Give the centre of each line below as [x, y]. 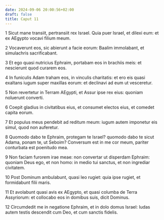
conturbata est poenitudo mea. [37, 148]
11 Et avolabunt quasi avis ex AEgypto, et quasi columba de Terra [71, 192]
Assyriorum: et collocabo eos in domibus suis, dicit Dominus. [67, 197]
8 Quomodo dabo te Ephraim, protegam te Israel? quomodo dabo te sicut [80, 137]
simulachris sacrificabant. [31, 53]
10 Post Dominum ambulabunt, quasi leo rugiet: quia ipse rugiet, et [73, 177]
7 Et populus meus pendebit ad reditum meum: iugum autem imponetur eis [81, 122]
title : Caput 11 [22, 19]
